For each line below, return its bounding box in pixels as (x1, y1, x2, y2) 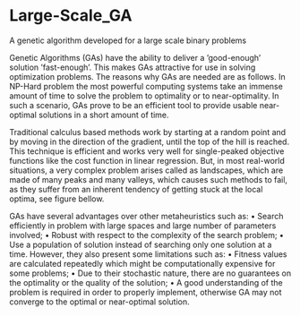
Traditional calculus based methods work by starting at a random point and (9, 126, 287, 137)
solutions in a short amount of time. (39, 109, 169, 120)
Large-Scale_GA (9, 5, 133, 26)
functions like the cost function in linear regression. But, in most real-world (9, 155, 285, 166)
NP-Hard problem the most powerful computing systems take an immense (9, 81, 284, 91)
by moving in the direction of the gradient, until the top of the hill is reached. (9, 136, 289, 147)
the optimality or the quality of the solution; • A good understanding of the (9, 277, 284, 287)
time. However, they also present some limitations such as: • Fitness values (9, 248, 288, 260)
